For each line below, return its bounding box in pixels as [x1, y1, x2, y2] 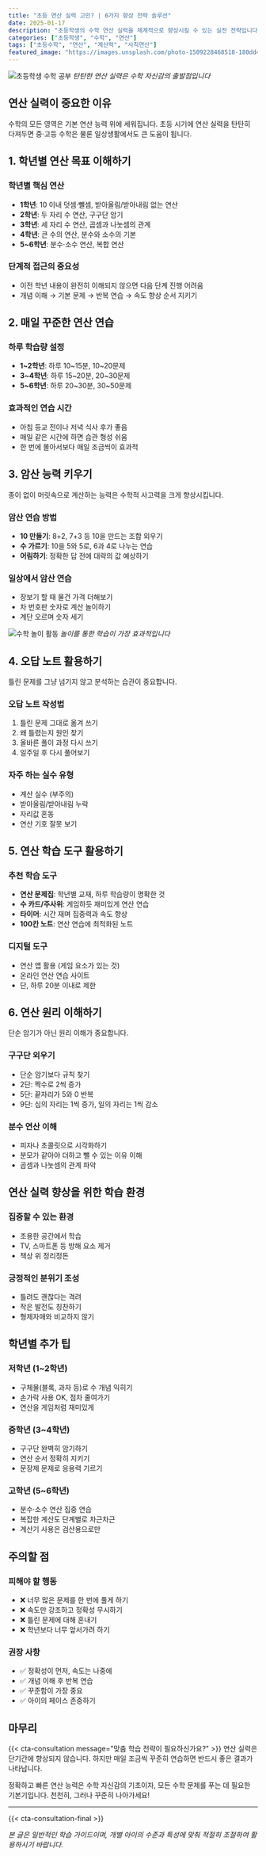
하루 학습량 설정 [8, 342, 65, 353]
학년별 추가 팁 [8, 1337, 71, 1351]
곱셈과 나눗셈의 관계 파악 [19, 1160, 97, 1170]
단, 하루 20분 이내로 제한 [19, 980, 97, 990]
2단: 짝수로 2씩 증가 [19, 1079, 82, 1089]
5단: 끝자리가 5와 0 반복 [19, 1089, 94, 1098]
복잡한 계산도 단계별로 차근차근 [19, 1514, 116, 1524]
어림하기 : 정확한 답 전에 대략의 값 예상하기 [19, 551, 149, 560]
